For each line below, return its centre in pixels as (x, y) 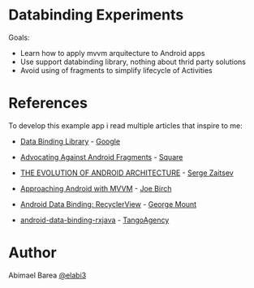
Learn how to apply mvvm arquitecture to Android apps (112, 53)
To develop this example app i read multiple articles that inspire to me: (126, 125)
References (48, 103)
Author (32, 253)
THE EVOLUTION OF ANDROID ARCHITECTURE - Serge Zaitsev (127, 173)
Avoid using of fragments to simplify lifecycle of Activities (116, 70)
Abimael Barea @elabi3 (47, 275)
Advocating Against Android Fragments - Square (101, 157)
